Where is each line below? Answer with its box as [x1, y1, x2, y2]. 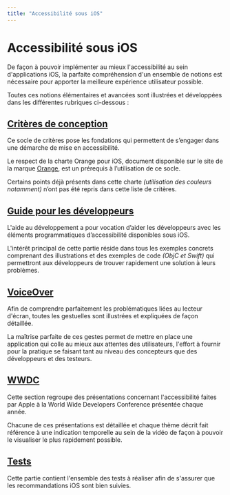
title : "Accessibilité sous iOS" [7, 10, 103, 17]
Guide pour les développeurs [7, 205, 134, 217]
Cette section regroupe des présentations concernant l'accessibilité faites [7, 393, 217, 401]
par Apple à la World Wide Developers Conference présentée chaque [7, 400, 204, 408]
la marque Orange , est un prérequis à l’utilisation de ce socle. [7, 164, 181, 173]
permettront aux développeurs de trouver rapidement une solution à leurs [7, 259, 216, 267]
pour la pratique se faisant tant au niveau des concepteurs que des [7, 347, 198, 356]
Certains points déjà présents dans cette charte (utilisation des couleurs [7, 177, 212, 186]
